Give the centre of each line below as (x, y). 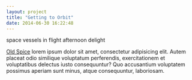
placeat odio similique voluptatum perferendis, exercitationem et (86, 58)
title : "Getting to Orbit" (40, 17)
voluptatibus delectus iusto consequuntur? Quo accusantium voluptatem (96, 64)
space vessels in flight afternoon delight (56, 40)
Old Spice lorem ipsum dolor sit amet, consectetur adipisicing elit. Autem (96, 52)
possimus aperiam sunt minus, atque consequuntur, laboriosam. (85, 71)
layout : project (26, 12)
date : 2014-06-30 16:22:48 (40, 23)
